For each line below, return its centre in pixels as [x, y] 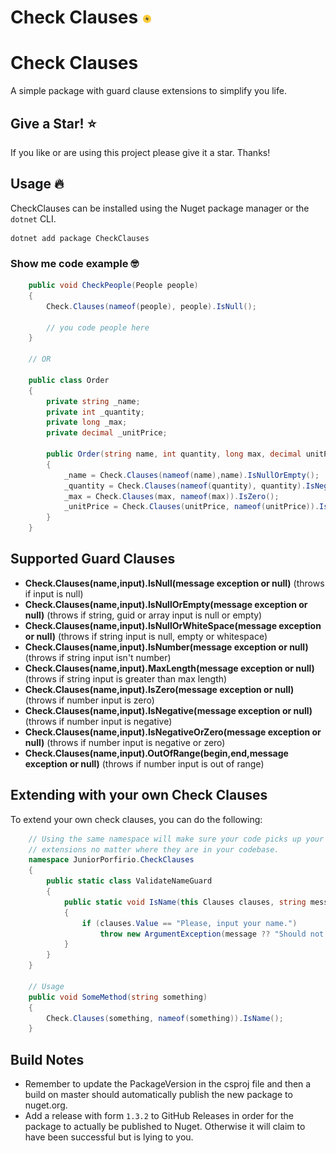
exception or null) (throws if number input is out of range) [144, 763]
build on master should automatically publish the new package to [158, 1095]
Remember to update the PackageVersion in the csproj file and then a [168, 1084]
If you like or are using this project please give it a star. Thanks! [140, 152]
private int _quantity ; [95, 412]
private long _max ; [87, 422]
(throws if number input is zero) [89, 700]
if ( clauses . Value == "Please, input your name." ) [189, 923]
